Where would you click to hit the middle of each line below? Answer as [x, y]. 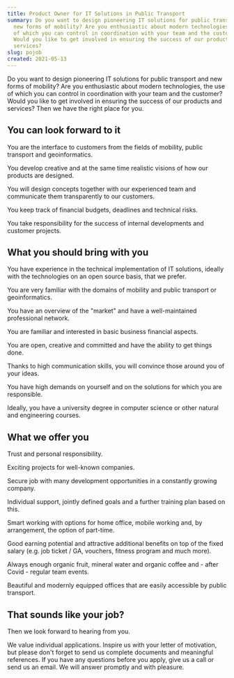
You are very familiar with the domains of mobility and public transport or [112, 290]
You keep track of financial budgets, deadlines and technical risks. [103, 210]
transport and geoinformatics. [50, 155]
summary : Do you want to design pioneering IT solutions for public [109, 20]
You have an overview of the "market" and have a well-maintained [102, 311]
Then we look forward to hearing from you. [69, 631]
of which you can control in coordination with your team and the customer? [115, 93]
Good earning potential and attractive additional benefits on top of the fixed [116, 544]
